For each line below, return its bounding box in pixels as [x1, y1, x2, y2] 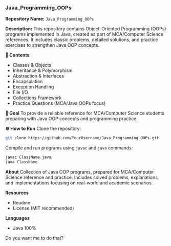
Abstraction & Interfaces [12, 73, 65, 79]
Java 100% [12, 225, 37, 231]
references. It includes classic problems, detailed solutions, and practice [5, 36, 158, 43]
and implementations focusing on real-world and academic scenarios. [5, 179, 153, 186]
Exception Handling [12, 84, 54, 90]
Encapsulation [12, 79, 43, 85]
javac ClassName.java [5, 155, 52, 160]
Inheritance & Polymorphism [12, 67, 73, 73]
